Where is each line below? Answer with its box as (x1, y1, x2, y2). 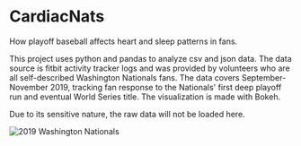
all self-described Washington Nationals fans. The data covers (9, 72, 240, 82)
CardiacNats (9, 6, 105, 27)
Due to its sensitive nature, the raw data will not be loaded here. (9, 108, 245, 119)
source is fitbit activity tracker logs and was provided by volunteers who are (9, 63, 290, 73)
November (9, 82, 49, 92)
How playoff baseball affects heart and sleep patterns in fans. (9, 36, 238, 47)
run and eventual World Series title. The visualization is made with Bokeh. (9, 91, 281, 102)
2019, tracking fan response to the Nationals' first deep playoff (49, 82, 282, 92)
